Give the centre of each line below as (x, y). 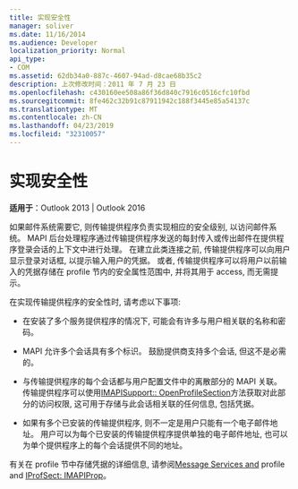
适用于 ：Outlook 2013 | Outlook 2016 (77, 208)
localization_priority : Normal (68, 51)
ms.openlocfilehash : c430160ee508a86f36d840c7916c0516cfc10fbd (130, 92)
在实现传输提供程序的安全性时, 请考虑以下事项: (95, 302)
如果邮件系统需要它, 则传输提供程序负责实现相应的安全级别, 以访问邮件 (139, 227)
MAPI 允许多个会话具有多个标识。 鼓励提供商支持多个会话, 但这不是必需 (154, 351)
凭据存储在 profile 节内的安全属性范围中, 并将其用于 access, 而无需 (148, 271)
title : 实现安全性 (40, 17)
